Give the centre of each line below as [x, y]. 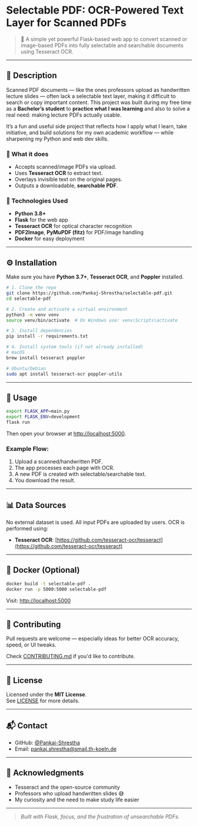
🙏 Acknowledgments [45, 773]
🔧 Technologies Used [37, 201]
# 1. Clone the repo [32, 288]
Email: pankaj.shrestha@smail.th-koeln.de [65, 749]
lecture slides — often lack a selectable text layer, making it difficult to [91, 96]
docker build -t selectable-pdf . [49, 583]
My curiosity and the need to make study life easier [77, 800]
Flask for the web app [42, 220]
